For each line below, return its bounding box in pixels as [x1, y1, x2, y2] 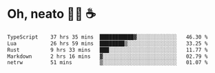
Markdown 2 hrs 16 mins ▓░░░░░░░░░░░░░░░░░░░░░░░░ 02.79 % [7, 53, 208, 60]
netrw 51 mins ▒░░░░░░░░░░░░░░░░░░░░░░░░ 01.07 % [7, 59, 208, 66]
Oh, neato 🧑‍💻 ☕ [7, 6, 96, 22]
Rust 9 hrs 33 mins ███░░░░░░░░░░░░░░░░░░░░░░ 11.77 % [7, 46, 208, 53]
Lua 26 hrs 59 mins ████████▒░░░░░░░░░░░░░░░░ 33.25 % [7, 40, 208, 47]
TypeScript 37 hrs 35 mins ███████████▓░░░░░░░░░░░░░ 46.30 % [7, 33, 208, 41]
